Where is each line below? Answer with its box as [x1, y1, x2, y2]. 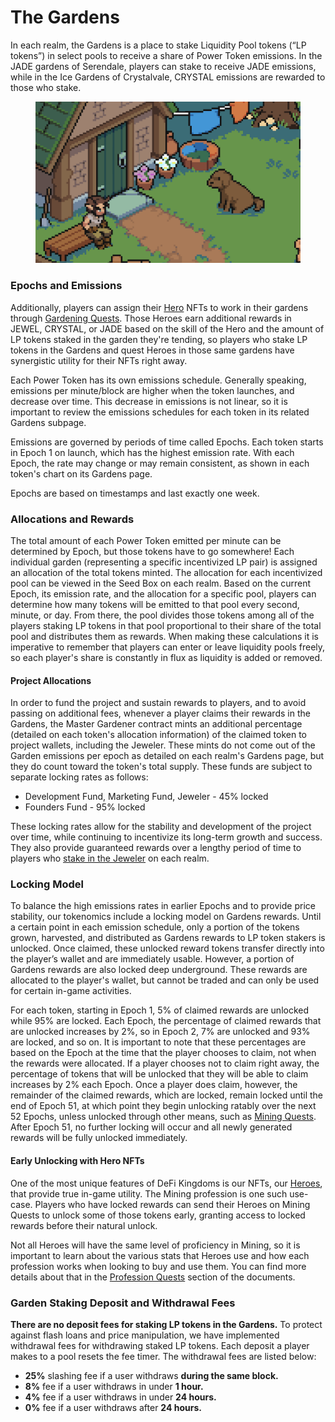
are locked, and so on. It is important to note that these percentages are [10, 1036, 307, 1048]
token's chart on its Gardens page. [10, 467, 153, 480]
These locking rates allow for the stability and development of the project [10, 821, 312, 833]
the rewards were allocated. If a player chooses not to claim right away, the [10, 1057, 320, 1070]
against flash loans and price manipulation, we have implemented [10, 1329, 280, 1341]
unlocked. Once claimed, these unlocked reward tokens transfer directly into [10, 942, 325, 955]
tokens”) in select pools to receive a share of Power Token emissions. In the [10, 49, 323, 61]
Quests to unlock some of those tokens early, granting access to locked [10, 1209, 306, 1221]
